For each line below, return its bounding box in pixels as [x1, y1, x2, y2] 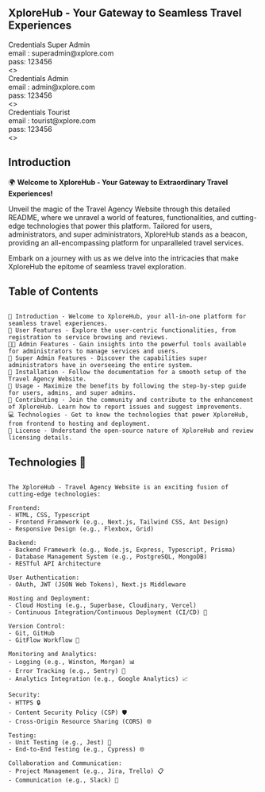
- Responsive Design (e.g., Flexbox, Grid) [8, 525, 155, 533]
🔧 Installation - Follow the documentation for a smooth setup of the [8, 369, 247, 377]
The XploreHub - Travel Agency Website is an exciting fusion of [8, 484, 229, 492]
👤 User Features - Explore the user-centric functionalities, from [8, 326, 236, 334]
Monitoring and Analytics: [8, 651, 98, 659]
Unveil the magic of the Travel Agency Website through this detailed [8, 204, 231, 214]
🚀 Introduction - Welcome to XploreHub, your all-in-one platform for [8, 313, 247, 321]
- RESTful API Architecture [8, 560, 102, 568]
